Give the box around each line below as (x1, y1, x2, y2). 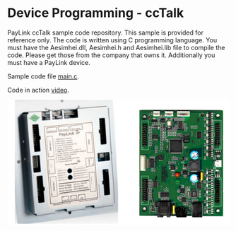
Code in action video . (7, 85, 69, 94)
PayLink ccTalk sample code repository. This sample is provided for (7, 28, 203, 37)
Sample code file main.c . (7, 72, 80, 81)
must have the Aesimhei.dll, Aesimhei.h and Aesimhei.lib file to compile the (7, 43, 225, 52)
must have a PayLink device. (7, 58, 90, 66)
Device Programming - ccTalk (7, 5, 184, 21)
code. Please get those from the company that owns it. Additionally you (7, 51, 216, 59)
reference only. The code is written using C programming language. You (7, 35, 218, 44)
